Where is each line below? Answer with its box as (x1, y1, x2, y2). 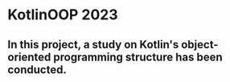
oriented (7, 50, 51, 64)
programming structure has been (53, 50, 223, 64)
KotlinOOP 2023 (7, 6, 118, 24)
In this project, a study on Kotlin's (7, 38, 179, 51)
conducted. (7, 63, 68, 76)
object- (181, 38, 219, 51)
